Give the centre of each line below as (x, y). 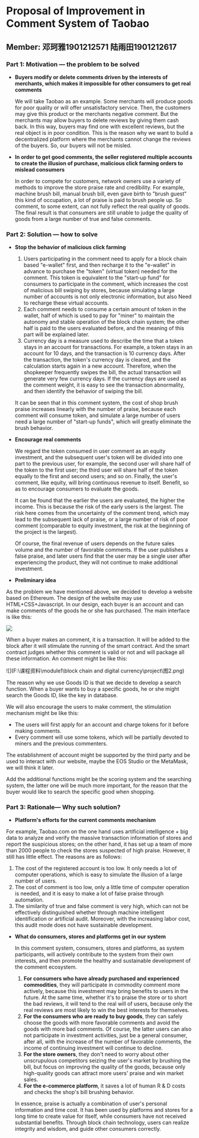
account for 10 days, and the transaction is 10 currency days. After (105, 353)
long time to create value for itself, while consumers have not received (100, 1116)
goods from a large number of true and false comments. (83, 219)
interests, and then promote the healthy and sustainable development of (103, 961)
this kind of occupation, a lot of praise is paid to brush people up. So (98, 200)
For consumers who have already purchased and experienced (101, 979)
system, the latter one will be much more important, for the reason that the (97, 786)
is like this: (19, 617)
